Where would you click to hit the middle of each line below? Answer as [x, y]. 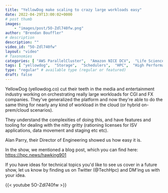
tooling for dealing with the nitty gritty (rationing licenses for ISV [71, 125]
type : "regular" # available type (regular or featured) [66, 70]
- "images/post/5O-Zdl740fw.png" [49, 28]
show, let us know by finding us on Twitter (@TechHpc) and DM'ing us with [82, 170]
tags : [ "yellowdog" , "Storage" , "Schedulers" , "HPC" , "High [75, 65]
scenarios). [41, 110]
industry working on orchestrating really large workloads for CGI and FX [79, 94]
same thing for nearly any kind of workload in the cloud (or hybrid [73, 105]
